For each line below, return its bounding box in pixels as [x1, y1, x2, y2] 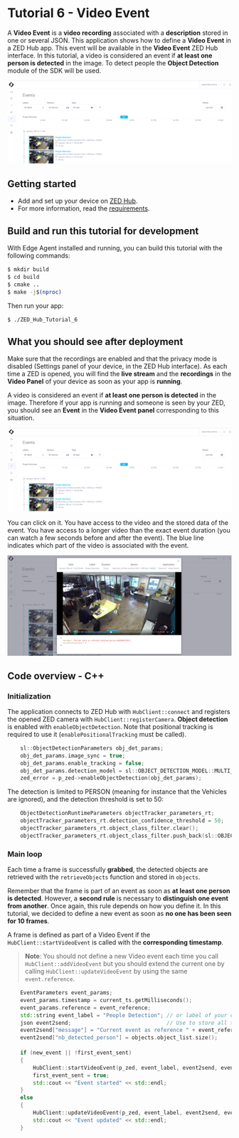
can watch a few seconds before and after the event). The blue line [7, 533, 204, 542]
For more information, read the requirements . [17, 204, 150, 213]
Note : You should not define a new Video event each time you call [24, 952, 219, 961]
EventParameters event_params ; [20, 989, 113, 996]
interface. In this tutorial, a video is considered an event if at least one [7, 51, 213, 60]
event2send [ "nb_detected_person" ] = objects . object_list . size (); [20, 1034, 218, 1041]
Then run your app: [7, 301, 64, 310]
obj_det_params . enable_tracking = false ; [20, 760, 144, 767]
